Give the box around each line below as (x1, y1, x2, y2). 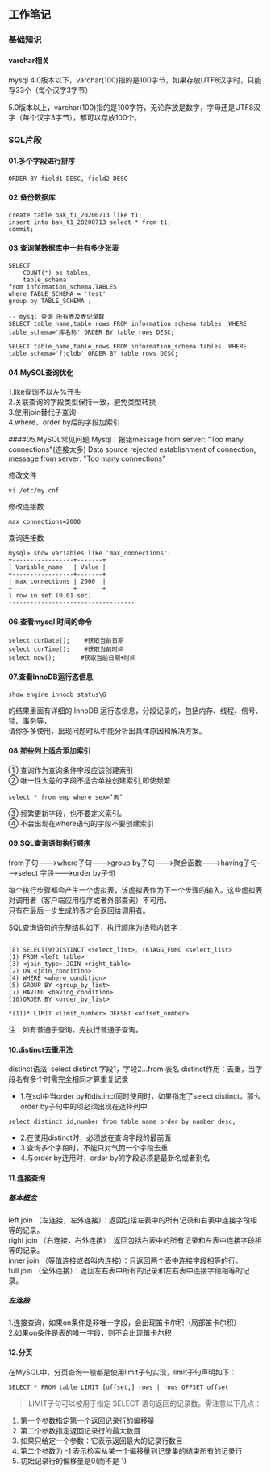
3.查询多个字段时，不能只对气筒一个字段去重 (19, 1143, 169, 1153)
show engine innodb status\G (8, 690, 106, 699)
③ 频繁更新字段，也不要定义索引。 (8, 808, 127, 818)
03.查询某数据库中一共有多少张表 (8, 243, 119, 253)
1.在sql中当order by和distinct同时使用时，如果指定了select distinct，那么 (19, 1091, 261, 1101)
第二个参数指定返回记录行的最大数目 (19, 1426, 141, 1435)
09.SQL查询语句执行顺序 (8, 838, 91, 848)
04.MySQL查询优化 (8, 367, 74, 378)
